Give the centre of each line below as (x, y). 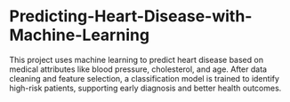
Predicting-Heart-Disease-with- (131, 16)
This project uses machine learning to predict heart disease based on (137, 59)
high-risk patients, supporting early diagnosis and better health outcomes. (145, 88)
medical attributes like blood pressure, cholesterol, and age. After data (138, 69)
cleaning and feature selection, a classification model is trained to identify (145, 78)
